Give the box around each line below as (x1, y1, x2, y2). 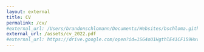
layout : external (6, 8, 50, 15)
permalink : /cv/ (6, 20, 47, 26)
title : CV (6, 14, 32, 20)
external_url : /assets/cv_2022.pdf (6, 31, 97, 37)
